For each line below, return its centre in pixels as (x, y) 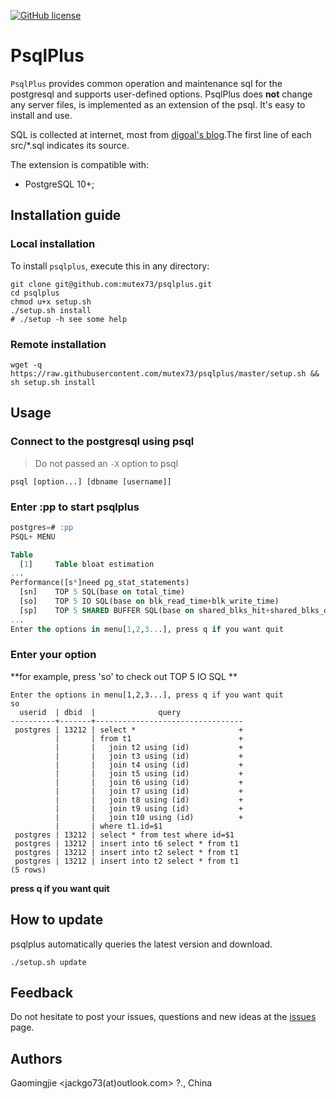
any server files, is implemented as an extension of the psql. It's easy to (158, 104)
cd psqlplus (35, 293)
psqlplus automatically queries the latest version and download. (141, 944)
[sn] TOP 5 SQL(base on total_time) (102, 592)
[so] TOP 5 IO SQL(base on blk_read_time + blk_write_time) (149, 601)
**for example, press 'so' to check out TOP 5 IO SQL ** (124, 676)
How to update (57, 920)
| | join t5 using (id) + (149, 773)
